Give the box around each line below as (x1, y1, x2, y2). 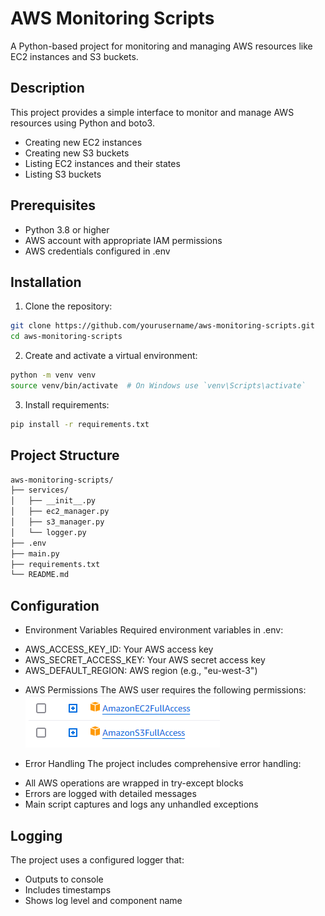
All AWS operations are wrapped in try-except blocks (24, 777, 244, 789)
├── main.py (10, 548, 60, 559)
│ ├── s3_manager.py (10, 517, 105, 527)
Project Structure (10, 447, 120, 464)
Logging (10, 827, 63, 844)
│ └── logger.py (10, 527, 87, 537)
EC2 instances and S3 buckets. (10, 50, 139, 62)
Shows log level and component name (24, 894, 183, 906)
